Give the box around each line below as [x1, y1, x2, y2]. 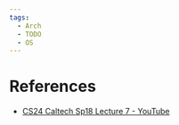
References [9, 77, 96, 96]
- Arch [17, 21, 42, 30]
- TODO [17, 29, 42, 38]
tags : [9, 12, 29, 22]
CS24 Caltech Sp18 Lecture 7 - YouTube [21, 106, 170, 117]
